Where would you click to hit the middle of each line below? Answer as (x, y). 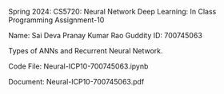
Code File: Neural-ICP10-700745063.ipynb (78, 66)
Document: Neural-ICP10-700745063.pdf (76, 82)
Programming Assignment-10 (56, 20)
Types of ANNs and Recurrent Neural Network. (86, 51)
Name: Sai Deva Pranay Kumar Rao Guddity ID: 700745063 (105, 35)
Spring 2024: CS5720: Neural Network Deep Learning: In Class (112, 12)
